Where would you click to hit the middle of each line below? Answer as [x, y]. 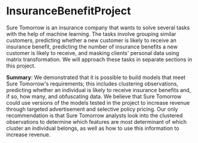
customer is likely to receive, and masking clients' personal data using [93, 53]
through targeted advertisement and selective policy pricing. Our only [92, 109]
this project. [21, 66]
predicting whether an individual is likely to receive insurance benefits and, [99, 90]
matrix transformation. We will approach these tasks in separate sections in [99, 59]
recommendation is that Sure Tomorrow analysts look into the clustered [94, 115]
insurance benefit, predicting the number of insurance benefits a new [92, 47]
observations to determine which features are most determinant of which [97, 121]
